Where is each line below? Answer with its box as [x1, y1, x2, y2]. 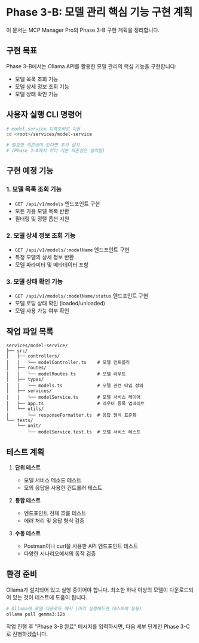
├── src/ [6, 348, 28, 354]
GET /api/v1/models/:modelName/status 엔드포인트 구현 [14, 292, 148, 299]
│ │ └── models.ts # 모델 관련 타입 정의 [6, 383, 143, 389]
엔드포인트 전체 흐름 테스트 [23, 509, 87, 517]
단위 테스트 [14, 463, 41, 471]
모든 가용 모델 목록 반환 [14, 207, 70, 214]
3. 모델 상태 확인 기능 [6, 277, 63, 286]
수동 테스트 [14, 529, 41, 536]
